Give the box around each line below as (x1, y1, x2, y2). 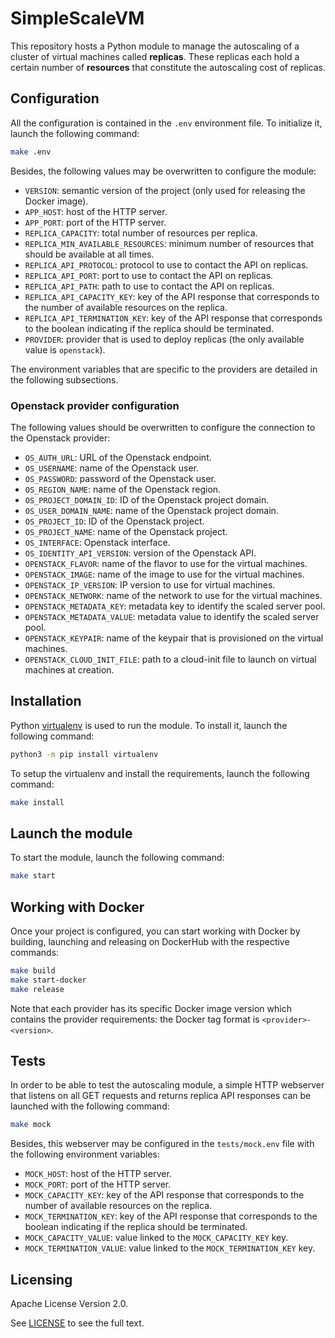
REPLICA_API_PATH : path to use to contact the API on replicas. (24, 280, 275, 292)
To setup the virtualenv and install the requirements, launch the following (10, 767, 310, 779)
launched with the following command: (10, 1100, 170, 1112)
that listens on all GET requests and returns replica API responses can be (10, 1090, 312, 1102)
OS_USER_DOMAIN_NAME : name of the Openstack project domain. (24, 504, 279, 516)
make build (10, 965, 56, 976)
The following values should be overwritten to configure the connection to (10, 421, 316, 433)
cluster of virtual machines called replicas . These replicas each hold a (10, 50, 300, 62)
